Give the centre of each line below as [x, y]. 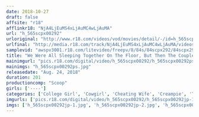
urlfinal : [18, 45]
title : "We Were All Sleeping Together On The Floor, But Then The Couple [100, 56]
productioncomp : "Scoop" [37, 83]
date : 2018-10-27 [28, 12]
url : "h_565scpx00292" [34, 34]
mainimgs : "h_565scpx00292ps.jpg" [49, 66]
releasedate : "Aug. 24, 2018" [44, 72]
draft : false [22, 17]
